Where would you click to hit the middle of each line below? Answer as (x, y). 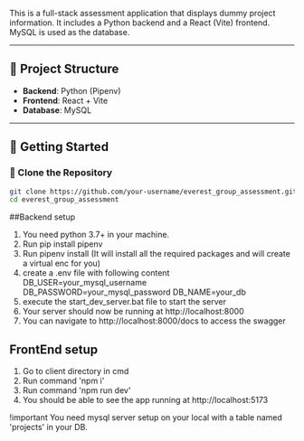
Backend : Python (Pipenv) (71, 90)
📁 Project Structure (64, 69)
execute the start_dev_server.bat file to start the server (124, 302)
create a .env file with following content (96, 273)
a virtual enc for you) (62, 263)
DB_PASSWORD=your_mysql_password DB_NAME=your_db (134, 292)
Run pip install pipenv (62, 244)
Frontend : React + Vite (65, 100)
